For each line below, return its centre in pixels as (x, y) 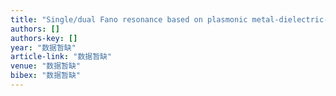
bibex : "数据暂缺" (46, 76)
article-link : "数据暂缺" (61, 57)
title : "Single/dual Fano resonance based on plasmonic (129, 19)
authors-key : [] (44, 38)
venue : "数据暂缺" (46, 66)
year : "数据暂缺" (43, 47)
